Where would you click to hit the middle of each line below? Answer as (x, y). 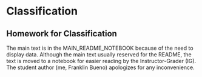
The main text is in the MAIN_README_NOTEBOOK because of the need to (100, 48)
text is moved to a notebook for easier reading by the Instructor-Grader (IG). (101, 61)
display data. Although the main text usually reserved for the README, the (99, 55)
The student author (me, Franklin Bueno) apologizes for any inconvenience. (101, 67)
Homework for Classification (62, 34)
